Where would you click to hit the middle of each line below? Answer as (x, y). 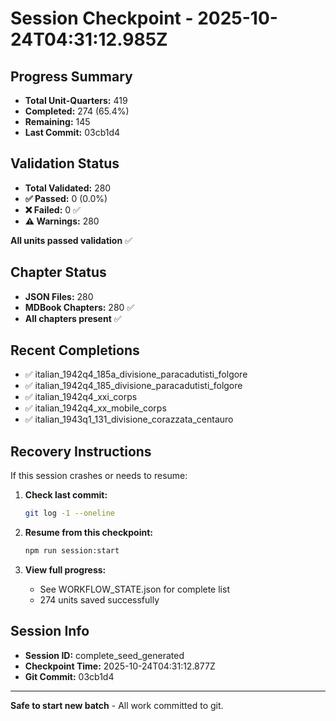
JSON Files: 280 (59, 296)
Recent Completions (75, 350)
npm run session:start (72, 551)
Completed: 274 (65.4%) (77, 111)
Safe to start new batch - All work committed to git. (117, 705)
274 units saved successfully (99, 600)
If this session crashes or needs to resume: (99, 476)
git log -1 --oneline (70, 513)
